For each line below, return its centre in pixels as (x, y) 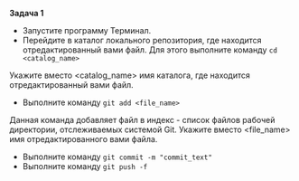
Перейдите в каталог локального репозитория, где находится (142, 40)
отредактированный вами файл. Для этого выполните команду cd (150, 50)
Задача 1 (27, 13)
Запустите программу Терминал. (87, 30)
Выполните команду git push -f (85, 166)
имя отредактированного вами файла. (84, 139)
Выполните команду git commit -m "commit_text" (117, 157)
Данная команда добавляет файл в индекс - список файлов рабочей (142, 120)
